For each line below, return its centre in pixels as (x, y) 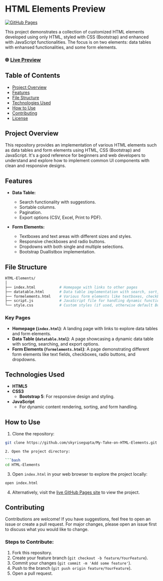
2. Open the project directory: (38, 452)
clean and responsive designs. (36, 166)
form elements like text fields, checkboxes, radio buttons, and (74, 354)
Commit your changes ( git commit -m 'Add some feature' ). (72, 563)
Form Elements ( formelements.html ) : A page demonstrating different (81, 349)
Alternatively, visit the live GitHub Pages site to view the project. (76, 492)
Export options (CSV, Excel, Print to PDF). (61, 217)
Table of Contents (33, 75)
